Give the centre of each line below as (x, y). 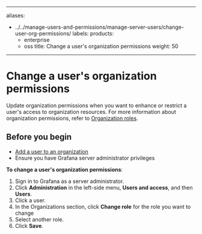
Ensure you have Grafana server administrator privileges (85, 158)
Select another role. (39, 219)
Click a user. (30, 200)
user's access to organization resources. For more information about (91, 112)
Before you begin (39, 137)
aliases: (16, 15)
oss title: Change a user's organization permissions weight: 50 (101, 46)
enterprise (37, 40)
